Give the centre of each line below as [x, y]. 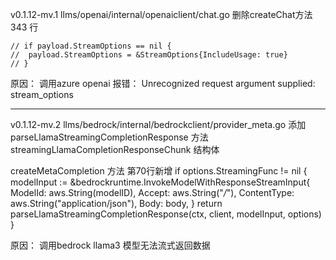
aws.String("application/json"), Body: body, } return [116, 203]
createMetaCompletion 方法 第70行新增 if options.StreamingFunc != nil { [159, 171]
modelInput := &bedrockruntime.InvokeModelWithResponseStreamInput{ [160, 182]
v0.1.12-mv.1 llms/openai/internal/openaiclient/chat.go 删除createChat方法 [161, 14]
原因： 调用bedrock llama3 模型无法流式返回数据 [110, 245]
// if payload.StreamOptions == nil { [91, 46]
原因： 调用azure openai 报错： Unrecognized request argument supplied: [163, 83]
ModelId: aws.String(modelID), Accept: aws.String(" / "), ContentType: [152, 192]
